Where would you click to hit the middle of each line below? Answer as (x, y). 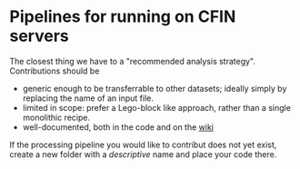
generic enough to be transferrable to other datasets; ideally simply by (155, 88)
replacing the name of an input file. (88, 98)
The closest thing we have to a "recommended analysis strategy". (133, 61)
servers (40, 36)
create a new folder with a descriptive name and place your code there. (143, 154)
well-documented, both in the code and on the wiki (118, 127)
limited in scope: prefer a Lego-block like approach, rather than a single (156, 107)
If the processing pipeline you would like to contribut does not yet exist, (143, 144)
